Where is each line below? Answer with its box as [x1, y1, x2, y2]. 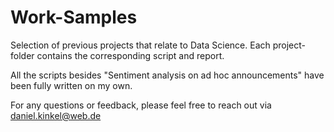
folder [10, 49, 35, 61]
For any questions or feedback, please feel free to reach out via [10, 99, 272, 111]
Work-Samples [10, 6, 138, 29]
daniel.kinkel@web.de [10, 109, 102, 121]
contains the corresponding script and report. [36, 49, 225, 61]
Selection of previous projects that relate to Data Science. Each [10, 39, 271, 51]
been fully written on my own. [10, 79, 133, 91]
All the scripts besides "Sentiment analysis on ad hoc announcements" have [10, 69, 325, 81]
